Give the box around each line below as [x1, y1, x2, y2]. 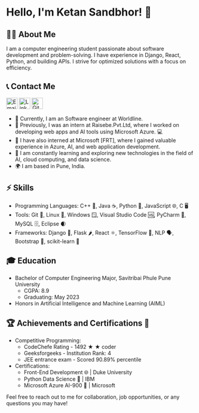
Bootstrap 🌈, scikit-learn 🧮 [14, 238, 79, 245]
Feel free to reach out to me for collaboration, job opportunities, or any [6, 393, 180, 400]
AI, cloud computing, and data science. [14, 156, 112, 163]
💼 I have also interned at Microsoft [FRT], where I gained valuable [14, 136, 176, 144]
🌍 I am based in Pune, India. [14, 162, 85, 169]
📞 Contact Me [6, 81, 56, 92]
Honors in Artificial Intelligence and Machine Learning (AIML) [14, 300, 166, 307]
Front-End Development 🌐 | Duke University [23, 369, 133, 376]
